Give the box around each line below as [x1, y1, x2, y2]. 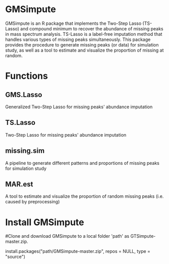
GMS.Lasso [5, 90, 42, 99]
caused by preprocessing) [5, 199, 60, 205]
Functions [5, 70, 48, 82]
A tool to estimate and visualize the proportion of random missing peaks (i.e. [5, 193, 164, 199]
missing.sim [5, 147, 45, 155]
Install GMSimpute [5, 216, 84, 228]
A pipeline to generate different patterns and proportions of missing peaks [5, 160, 160, 166]
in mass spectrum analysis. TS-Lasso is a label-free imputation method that [5, 31, 162, 37]
